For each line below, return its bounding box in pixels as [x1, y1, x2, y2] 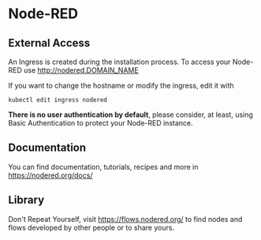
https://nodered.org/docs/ [8, 171, 93, 180]
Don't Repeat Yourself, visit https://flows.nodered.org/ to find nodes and [8, 214, 243, 223]
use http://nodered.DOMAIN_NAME [23, 66, 140, 75]
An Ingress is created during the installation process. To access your [8, 57, 231, 66]
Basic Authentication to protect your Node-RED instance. [8, 118, 193, 127]
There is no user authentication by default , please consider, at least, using [8, 110, 254, 119]
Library [8, 193, 45, 207]
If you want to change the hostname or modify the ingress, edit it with [8, 81, 234, 90]
